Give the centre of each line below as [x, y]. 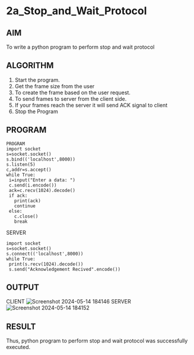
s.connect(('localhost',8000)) [45, 254]
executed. [18, 347]
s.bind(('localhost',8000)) [41, 159]
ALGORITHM [30, 65]
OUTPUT [23, 288]
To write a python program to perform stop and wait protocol [80, 47]
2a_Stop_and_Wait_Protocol [77, 11]
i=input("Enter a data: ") [42, 180]
